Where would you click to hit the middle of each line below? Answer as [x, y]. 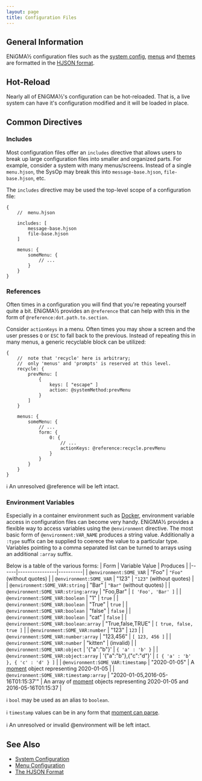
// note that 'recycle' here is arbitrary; [74, 358]
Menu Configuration [40, 765]
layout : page [23, 12]
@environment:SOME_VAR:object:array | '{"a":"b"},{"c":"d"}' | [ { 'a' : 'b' [99, 656]
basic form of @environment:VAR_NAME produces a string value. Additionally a [100, 535]
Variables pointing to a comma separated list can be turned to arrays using [99, 547]
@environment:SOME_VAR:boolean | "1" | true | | [62, 598]
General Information [45, 42]
